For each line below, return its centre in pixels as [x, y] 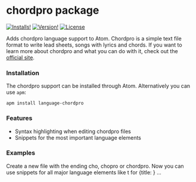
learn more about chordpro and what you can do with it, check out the [92, 51]
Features [19, 118]
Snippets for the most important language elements [78, 137]
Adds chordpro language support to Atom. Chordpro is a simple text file [94, 38]
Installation [23, 73]
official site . [20, 57]
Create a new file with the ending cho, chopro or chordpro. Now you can [95, 166]
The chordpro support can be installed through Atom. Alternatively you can [98, 86]
